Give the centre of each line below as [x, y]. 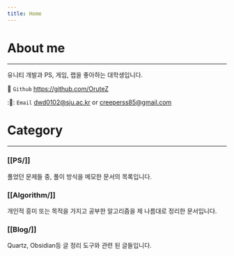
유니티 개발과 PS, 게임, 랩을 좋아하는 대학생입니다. [75, 74]
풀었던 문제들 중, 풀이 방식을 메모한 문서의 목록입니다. [79, 176]
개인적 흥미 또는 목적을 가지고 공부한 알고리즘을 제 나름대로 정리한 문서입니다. [112, 211]
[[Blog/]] [22, 230]
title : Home [24, 14]
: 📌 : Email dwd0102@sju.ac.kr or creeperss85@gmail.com [89, 102]
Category [35, 130]
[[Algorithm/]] [31, 195]
